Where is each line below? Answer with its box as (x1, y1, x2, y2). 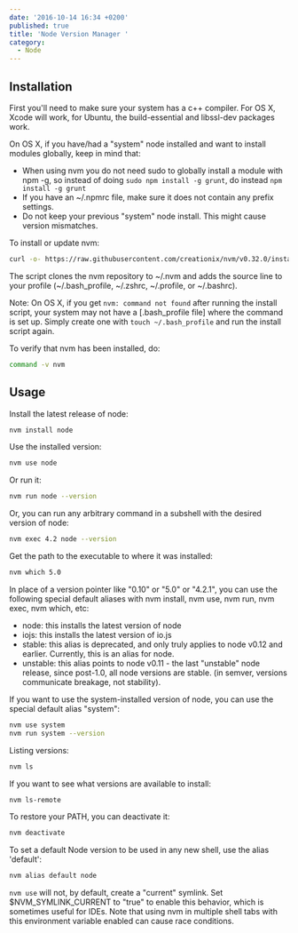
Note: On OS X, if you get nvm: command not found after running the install (9, 297, 278, 307)
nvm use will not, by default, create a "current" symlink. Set (9, 888, 223, 898)
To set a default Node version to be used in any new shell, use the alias (9, 845, 270, 856)
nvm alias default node (9, 872, 98, 881)
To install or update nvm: (9, 237, 100, 248)
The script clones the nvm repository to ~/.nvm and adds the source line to (9, 270, 283, 281)
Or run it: (9, 474, 42, 485)
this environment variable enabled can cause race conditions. (9, 916, 235, 927)
